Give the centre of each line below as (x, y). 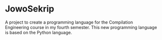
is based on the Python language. (39, 32)
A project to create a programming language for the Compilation (69, 22)
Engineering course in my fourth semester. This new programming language (81, 27)
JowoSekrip (30, 9)
